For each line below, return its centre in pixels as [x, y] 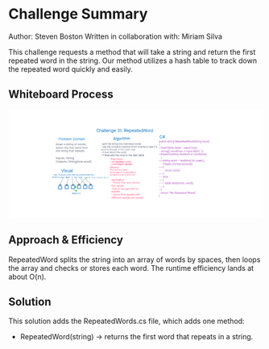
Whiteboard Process [61, 95]
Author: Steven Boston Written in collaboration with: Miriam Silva [116, 36]
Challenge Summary [78, 14]
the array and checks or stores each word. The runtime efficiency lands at [131, 268]
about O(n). [27, 276]
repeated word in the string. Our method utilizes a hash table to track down [133, 60]
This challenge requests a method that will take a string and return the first [132, 52]
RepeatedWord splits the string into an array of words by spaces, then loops [134, 260]
